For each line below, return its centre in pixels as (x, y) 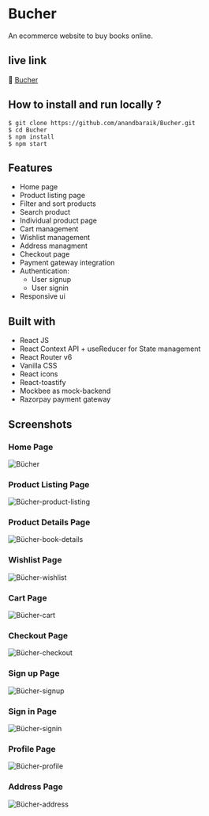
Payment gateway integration (67, 263)
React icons (39, 374)
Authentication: (44, 271)
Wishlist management (55, 238)
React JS (34, 341)
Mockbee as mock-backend (65, 391)
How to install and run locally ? (85, 105)
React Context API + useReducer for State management (110, 349)
